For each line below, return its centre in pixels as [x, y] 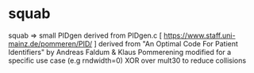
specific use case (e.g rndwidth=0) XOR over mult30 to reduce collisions [127, 60]
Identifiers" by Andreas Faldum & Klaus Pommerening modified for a [120, 52]
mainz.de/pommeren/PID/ [50, 43]
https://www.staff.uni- [200, 35]
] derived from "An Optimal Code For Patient [166, 43]
